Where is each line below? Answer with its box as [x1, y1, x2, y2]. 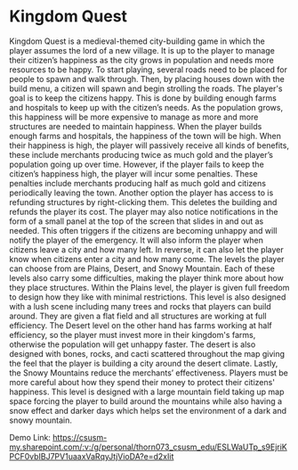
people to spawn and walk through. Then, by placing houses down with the [9, 73, 285, 84]
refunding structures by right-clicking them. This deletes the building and [9, 196, 278, 207]
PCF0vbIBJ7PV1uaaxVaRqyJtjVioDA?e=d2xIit [9, 450, 174, 461]
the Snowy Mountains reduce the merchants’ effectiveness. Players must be [9, 367, 289, 378]
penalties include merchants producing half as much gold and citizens [9, 177, 267, 188]
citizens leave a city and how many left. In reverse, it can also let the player [9, 243, 285, 255]
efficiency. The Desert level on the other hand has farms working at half [9, 319, 273, 331]
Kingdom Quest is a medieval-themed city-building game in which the [9, 36, 265, 46]
